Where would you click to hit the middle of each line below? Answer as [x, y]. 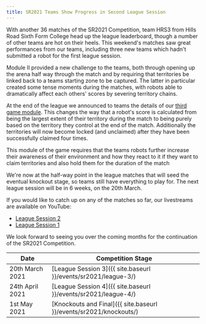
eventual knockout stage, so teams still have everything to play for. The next [103, 181]
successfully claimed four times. [47, 138]
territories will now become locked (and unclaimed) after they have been [98, 131]
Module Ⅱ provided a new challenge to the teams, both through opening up [101, 67]
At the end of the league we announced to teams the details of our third [97, 106]
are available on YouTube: [39, 206]
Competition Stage [124, 258]
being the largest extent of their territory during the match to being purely [99, 118]
